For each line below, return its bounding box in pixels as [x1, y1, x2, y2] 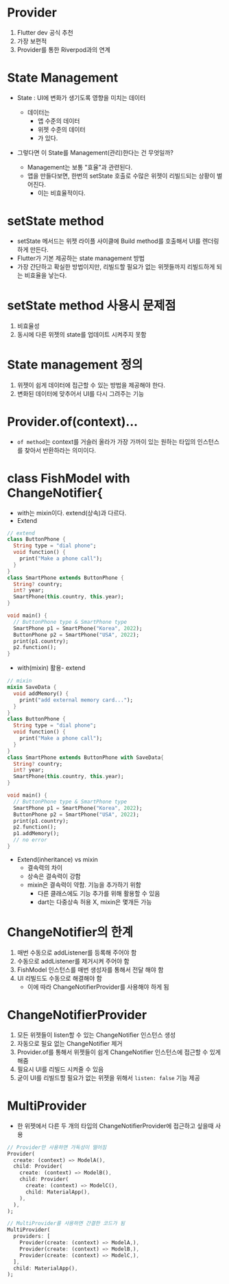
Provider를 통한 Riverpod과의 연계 [16, 45, 111, 54]
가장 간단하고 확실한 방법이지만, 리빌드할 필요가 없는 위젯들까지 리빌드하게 [16, 262, 215, 270]
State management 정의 [7, 357, 143, 372]
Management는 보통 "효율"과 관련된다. [27, 163, 132, 171]
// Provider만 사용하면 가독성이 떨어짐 [7, 1144, 107, 1151]
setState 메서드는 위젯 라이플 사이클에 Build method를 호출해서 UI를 [16, 237, 201, 245]
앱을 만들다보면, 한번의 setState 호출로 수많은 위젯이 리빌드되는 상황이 [27, 172, 216, 180]
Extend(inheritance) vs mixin [16, 855, 98, 863]
